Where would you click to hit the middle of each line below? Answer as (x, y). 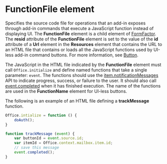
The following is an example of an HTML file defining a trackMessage (77, 100)
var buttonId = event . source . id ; (49, 138)
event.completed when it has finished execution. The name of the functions (83, 85)
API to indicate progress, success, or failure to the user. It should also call (81, 80)
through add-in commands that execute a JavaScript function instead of (79, 28)
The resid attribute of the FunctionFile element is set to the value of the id (82, 39)
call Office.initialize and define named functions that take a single (76, 70)
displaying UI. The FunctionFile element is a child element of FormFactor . (81, 33)
